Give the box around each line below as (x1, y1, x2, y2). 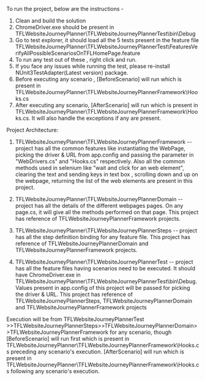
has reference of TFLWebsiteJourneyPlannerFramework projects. (15, 215, 181, 222)
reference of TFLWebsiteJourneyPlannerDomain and (15, 240, 149, 247)
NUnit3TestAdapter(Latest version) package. (15, 69, 129, 76)
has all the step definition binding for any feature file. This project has (15, 234, 191, 240)
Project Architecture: (6, 127, 59, 133)
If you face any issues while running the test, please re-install (15, 62, 170, 70)
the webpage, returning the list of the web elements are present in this (15, 177, 193, 184)
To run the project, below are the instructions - (6, 6, 124, 12)
